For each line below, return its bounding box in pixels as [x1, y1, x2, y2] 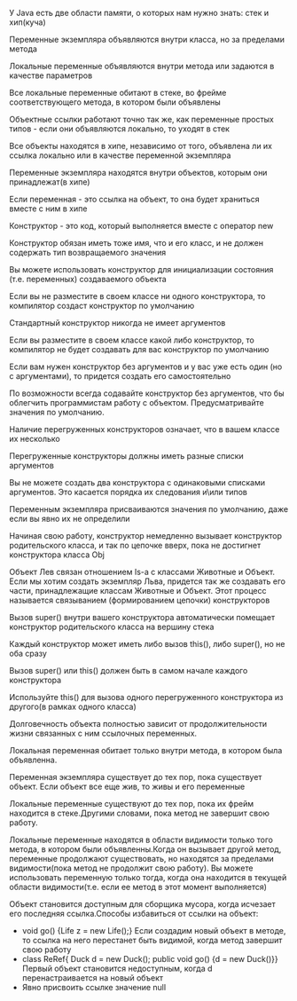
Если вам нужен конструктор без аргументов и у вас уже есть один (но [9, 361, 283, 372]
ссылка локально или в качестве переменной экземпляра [9, 150, 231, 161]
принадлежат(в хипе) [9, 177, 90, 187]
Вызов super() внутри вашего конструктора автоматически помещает [9, 612, 276, 622]
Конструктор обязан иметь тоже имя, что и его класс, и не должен [9, 238, 264, 248]
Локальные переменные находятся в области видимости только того [9, 834, 273, 845]
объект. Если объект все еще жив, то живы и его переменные [9, 781, 246, 792]
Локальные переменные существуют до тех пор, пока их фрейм [9, 799, 254, 808]
